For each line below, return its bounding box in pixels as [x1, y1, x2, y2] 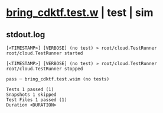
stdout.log [6, 30, 45, 40]
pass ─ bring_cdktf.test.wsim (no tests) [6, 76, 110, 82]
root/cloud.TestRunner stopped [6, 66, 83, 72]
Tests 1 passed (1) [6, 86, 54, 92]
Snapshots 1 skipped [6, 92, 57, 98]
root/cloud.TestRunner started [6, 50, 83, 56]
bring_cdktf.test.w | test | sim [6, 6, 154, 20]
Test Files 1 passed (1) [6, 97, 67, 103]
